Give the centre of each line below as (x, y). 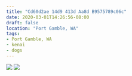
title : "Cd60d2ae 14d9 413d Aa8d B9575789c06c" (67, 12)
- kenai (16, 45)
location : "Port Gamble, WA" (42, 28)
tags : (13, 34)
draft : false (22, 23)
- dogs (14, 50)
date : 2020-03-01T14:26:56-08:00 (48, 17)
